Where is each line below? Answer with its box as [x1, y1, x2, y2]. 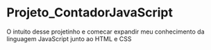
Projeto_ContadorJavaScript [6, 5, 174, 21]
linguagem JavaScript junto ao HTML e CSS [6, 34, 133, 42]
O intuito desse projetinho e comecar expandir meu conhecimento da [6, 27, 205, 36]
